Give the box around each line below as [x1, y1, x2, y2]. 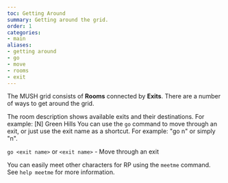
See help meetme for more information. [7, 168, 115, 176]
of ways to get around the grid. [7, 100, 94, 108]
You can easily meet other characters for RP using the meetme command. [7, 161, 211, 169]
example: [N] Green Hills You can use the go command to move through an [7, 120, 218, 128]
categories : [7, 29, 41, 36]
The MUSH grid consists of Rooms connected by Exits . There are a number [7, 92, 221, 100]
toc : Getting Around [7, 10, 66, 17]
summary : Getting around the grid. [7, 16, 109, 23]
